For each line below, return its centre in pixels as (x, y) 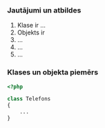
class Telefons (29, 99)
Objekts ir (31, 32)
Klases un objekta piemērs (53, 72)
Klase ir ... (31, 25)
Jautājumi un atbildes (44, 10)
